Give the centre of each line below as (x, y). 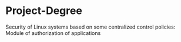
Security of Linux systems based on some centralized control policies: (90, 27)
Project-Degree (44, 11)
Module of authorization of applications (53, 33)
